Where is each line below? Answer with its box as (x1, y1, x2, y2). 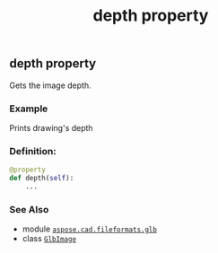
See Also (9, 203, 49, 215)
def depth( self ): (9, 174, 74, 183)
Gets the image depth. (9, 80, 92, 91)
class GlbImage (22, 233, 77, 244)
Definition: (9, 144, 57, 157)
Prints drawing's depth (9, 122, 93, 133)
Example (9, 102, 48, 115)
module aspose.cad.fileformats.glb (22, 223, 157, 234)
